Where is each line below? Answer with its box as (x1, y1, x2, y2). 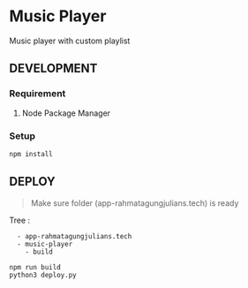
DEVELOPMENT (9, 61, 98, 76)
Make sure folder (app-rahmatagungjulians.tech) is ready (30, 197, 239, 208)
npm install (9, 149, 53, 158)
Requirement (9, 87, 66, 100)
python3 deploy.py (9, 271, 77, 280)
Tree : (9, 215, 31, 225)
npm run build (9, 262, 62, 271)
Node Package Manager (21, 108, 111, 118)
